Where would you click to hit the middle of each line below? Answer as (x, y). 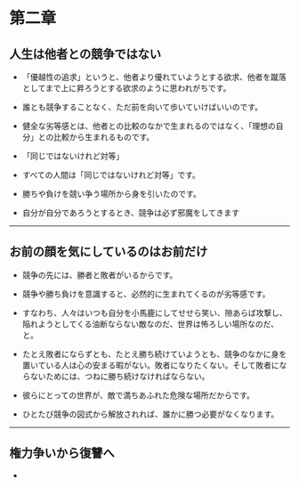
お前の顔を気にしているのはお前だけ (109, 252)
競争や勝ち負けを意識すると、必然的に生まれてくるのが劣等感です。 (146, 294)
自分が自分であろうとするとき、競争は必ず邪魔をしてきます (131, 213)
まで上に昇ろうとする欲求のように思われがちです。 (138, 88)
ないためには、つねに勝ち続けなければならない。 (120, 376)
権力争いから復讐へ (62, 454)
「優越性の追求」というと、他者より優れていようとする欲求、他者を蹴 (150, 77)
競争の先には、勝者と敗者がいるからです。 (100, 275)
